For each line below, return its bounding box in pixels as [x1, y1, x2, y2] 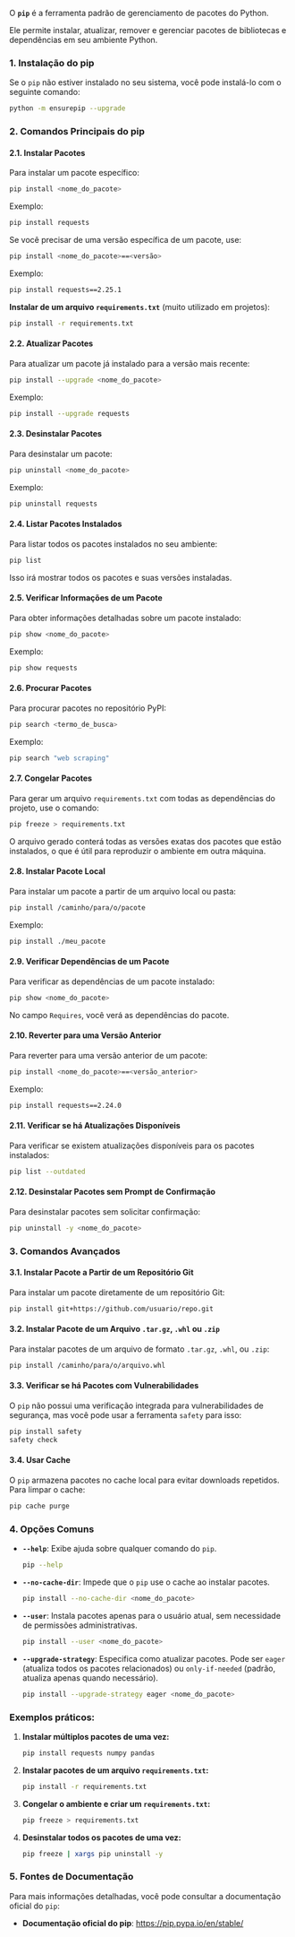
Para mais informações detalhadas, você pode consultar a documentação [9, 1890, 282, 1901]
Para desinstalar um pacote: [9, 448, 114, 459]
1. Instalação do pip [9, 56, 95, 69]
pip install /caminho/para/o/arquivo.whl [9, 1361, 166, 1370]
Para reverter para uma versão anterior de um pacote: [9, 1050, 208, 1060]
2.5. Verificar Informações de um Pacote [9, 592, 163, 603]
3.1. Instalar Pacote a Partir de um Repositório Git [9, 1267, 194, 1278]
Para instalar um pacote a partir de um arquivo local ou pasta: [9, 886, 237, 896]
